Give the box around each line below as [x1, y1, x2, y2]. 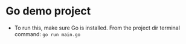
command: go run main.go [14, 30, 81, 37]
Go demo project [5, 4, 91, 18]
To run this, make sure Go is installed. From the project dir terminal [14, 24, 181, 31]
